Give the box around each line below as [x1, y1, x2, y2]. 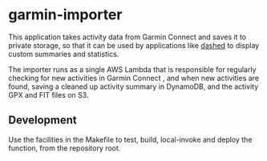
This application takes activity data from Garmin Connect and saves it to [8, 32, 247, 42]
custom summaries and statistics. [8, 49, 119, 58]
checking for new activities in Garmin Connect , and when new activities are [8, 73, 259, 83]
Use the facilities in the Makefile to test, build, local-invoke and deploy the [8, 135, 253, 144]
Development [8, 114, 78, 127]
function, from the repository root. [8, 143, 121, 153]
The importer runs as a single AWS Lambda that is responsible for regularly [8, 64, 257, 74]
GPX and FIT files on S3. [8, 90, 89, 99]
